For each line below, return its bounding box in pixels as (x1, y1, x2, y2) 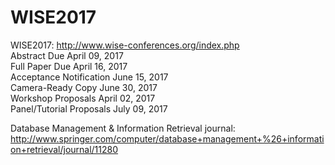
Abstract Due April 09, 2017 (10, 49, 124, 61)
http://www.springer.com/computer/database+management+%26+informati (10, 132, 325, 145)
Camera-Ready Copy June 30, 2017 (10, 81, 158, 93)
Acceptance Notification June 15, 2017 (10, 71, 169, 83)
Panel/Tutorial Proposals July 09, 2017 (10, 102, 168, 115)
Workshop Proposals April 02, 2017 (10, 92, 156, 104)
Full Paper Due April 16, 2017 (10, 60, 128, 72)
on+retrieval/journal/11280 (10, 143, 119, 155)
